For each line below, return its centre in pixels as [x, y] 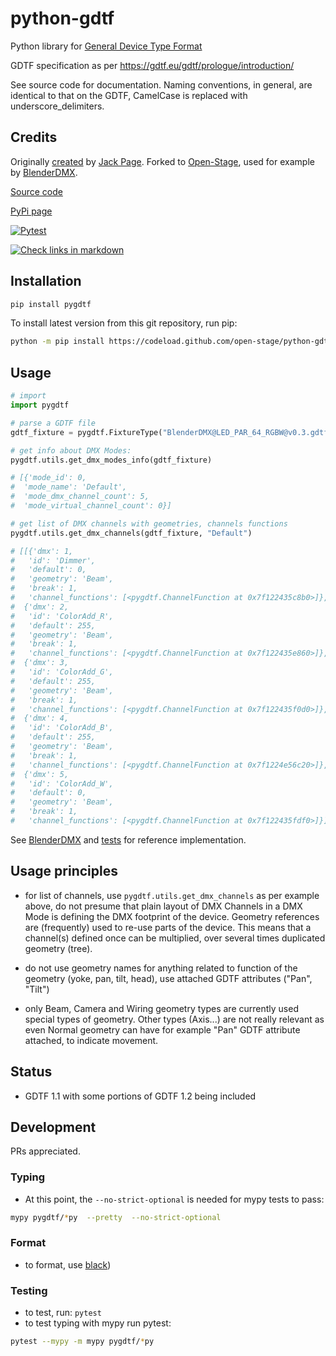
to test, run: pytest [63, 1313]
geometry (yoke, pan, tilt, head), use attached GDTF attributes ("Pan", [168, 978]
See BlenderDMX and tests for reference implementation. [128, 839]
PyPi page [31, 211]
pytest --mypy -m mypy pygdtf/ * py [82, 1342]
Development [53, 1127]
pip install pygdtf [51, 304]
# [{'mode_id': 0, [48, 478]
